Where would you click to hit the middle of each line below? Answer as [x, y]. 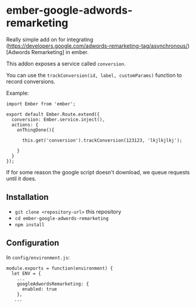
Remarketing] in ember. [60, 52]
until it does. [21, 178]
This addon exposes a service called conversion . [66, 64]
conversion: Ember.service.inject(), [58, 120]
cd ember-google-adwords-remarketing [62, 218]
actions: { [25, 125]
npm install [29, 225]
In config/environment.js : [38, 257]
